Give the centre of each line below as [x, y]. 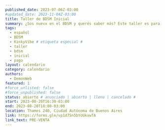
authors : [14, 74]
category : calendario [27, 70]
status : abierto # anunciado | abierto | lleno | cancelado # [70, 97]
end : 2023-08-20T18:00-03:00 [35, 106]
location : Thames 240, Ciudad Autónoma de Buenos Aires [64, 111]
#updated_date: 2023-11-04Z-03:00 [41, 14]
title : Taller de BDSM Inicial [37, 19]
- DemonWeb [21, 79]
